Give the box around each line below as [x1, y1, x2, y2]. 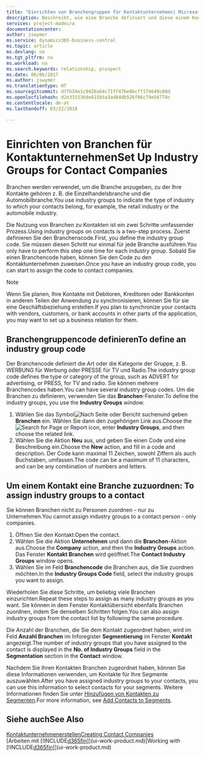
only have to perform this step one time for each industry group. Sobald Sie [6, 247, 196, 254]
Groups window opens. [15, 557, 74, 564]
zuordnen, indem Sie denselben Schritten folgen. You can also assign [6, 608, 179, 615]
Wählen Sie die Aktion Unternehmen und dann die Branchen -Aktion [15, 537, 187, 545]
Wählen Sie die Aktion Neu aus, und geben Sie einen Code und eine [15, 437, 186, 444]
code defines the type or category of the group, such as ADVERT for [6, 373, 179, 380]
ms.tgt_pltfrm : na [6, 54, 53, 61]
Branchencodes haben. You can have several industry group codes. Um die [6, 386, 195, 393]
